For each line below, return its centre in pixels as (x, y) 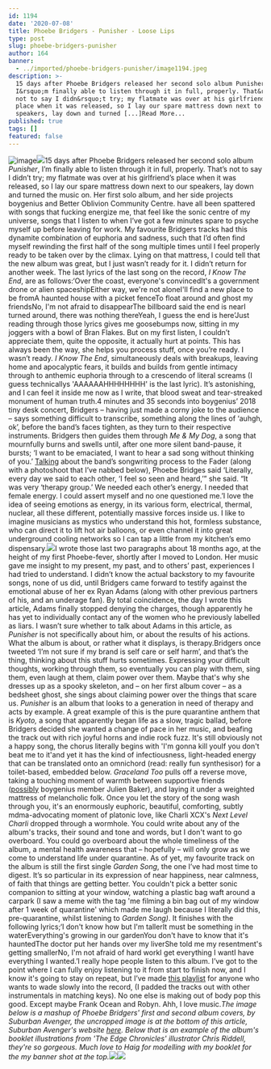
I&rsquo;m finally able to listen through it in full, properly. (128, 91)
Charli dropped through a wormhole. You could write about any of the (124, 823)
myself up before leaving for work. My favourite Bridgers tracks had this (128, 229)
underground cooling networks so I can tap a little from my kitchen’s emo (130, 538)
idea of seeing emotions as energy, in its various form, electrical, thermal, (130, 504)
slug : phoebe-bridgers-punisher (63, 46)
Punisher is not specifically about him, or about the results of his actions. (129, 634)
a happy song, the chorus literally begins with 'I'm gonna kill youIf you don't (134, 746)
